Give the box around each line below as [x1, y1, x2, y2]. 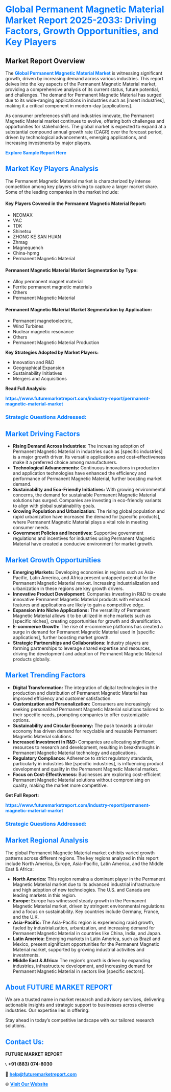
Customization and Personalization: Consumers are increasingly [12, 700, 151, 707]
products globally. [12, 656, 51, 662]
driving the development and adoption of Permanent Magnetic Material [12, 650, 162, 656]
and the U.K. [12, 914, 39, 920]
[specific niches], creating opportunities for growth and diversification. [12, 618, 162, 624]
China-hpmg [12, 250, 39, 256]
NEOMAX [12, 212, 33, 218]
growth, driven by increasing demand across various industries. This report [5, 76, 164, 81]
